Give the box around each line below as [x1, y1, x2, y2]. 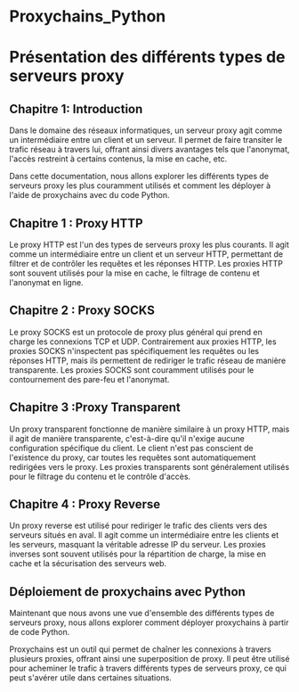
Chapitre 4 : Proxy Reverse [9, 497, 161, 512]
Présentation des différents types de [9, 47, 287, 68]
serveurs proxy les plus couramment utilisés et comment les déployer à [9, 180, 271, 191]
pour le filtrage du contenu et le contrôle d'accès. [9, 471, 191, 482]
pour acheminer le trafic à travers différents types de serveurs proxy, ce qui [9, 663, 287, 674]
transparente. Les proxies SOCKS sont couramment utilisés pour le [9, 364, 255, 375]
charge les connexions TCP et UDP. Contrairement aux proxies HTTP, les [9, 336, 278, 347]
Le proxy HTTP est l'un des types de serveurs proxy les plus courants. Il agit [9, 239, 289, 250]
